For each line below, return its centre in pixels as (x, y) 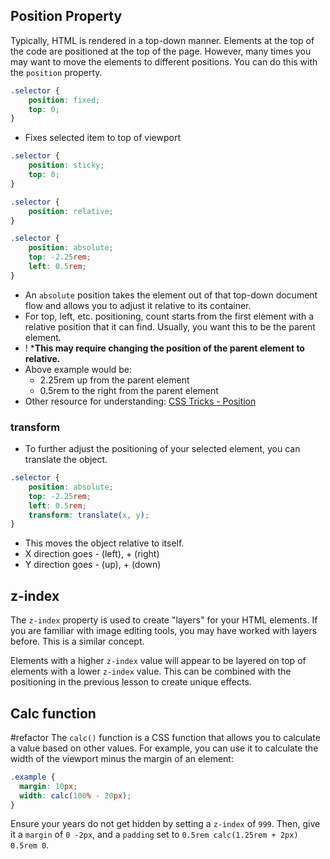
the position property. (56, 72)
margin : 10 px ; (48, 786)
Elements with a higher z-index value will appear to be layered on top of (158, 661)
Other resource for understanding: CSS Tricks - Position (140, 401)
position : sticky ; (66, 165)
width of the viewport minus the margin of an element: (122, 758)
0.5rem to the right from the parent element (129, 390)
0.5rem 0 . (30, 845)
